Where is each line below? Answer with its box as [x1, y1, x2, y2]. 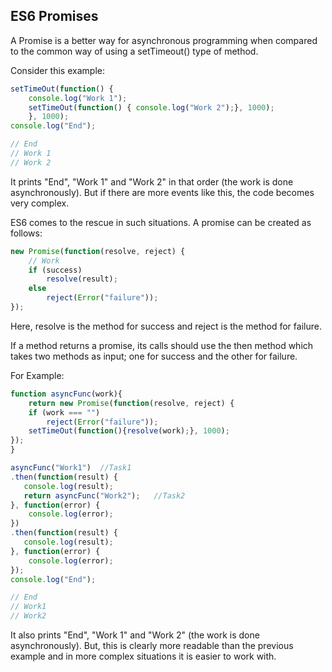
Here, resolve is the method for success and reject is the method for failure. [10, 320, 322, 332]
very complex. [10, 197, 70, 209]
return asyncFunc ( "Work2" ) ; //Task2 [23, 490, 186, 501]
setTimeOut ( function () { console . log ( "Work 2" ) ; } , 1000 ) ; [28, 102, 275, 113]
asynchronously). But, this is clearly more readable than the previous [10, 640, 294, 652]
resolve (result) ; [46, 274, 118, 284]
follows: [10, 227, 43, 239]
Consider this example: [10, 64, 105, 76]
